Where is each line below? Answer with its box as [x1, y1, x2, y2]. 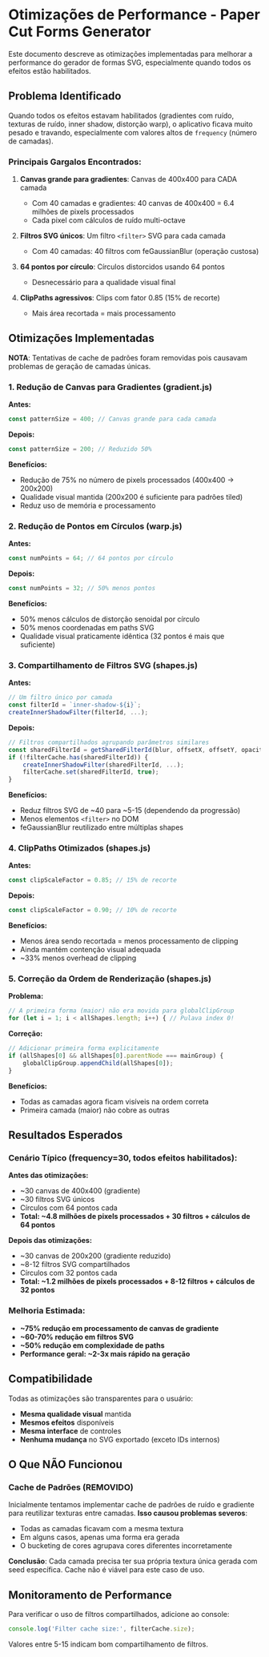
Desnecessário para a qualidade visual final [31, 278, 176, 288]
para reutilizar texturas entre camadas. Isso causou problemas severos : [8, 1508, 248, 1518]
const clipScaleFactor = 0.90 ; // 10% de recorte [8, 907, 178, 915]
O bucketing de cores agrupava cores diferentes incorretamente [19, 1541, 232, 1550]
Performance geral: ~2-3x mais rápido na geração [19, 1349, 191, 1358]
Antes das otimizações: [8, 1171, 89, 1180]
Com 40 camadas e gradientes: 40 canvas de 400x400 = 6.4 [31, 199, 235, 208]
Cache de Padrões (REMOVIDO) [8, 1482, 134, 1493]
